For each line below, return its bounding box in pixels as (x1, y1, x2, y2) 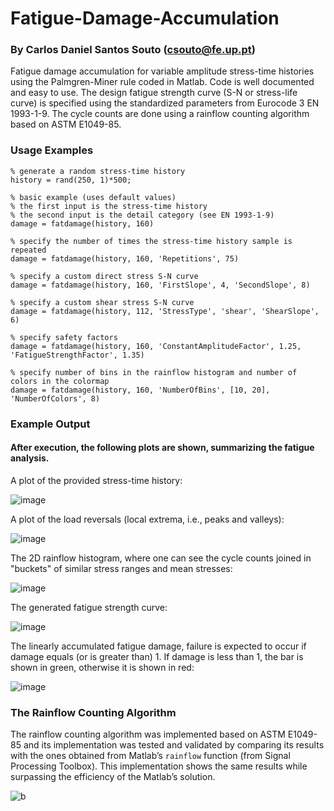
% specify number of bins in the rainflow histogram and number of (10, 367, 298, 377)
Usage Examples (10, 143, 94, 157)
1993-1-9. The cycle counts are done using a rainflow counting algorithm (10, 108, 310, 120)
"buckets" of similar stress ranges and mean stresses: (10, 562, 233, 574)
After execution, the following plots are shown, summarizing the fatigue (10, 442, 315, 454)
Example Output (10, 417, 91, 431)
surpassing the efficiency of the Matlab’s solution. (10, 771, 216, 783)
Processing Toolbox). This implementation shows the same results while (10, 760, 308, 772)
